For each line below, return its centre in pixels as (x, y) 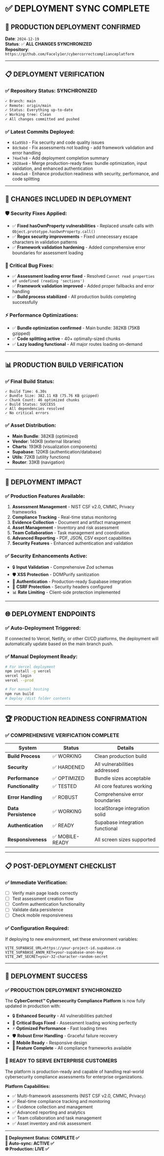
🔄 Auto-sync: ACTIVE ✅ (30, 1143)
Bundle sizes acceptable (123, 778)
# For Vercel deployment (30, 667)
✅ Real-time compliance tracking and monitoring (61, 1101)
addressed (107, 770)
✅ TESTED (65, 787)
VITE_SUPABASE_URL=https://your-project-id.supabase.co (63, 948)
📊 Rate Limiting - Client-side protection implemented (66, 592)
